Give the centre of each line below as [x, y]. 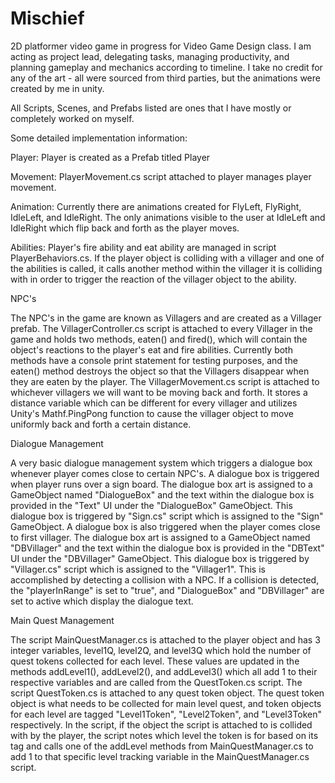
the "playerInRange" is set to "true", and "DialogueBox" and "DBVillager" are [167, 590]
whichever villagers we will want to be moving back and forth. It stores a [159, 392]
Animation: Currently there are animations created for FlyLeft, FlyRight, [156, 206]
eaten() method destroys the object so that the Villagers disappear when [160, 371]
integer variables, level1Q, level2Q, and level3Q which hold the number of [161, 650]
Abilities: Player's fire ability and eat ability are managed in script [143, 247]
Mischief [47, 18]
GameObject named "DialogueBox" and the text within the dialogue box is [162, 494]
